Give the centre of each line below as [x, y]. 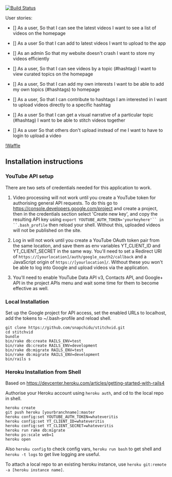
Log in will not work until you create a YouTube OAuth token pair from [86, 240]
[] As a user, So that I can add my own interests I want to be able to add [88, 84]
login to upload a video [37, 136]
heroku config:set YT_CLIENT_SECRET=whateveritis [60, 426]
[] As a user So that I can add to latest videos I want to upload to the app [89, 43]
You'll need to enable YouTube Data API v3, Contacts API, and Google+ [88, 277]
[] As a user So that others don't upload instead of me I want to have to [88, 130]
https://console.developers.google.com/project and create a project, [85, 208]
